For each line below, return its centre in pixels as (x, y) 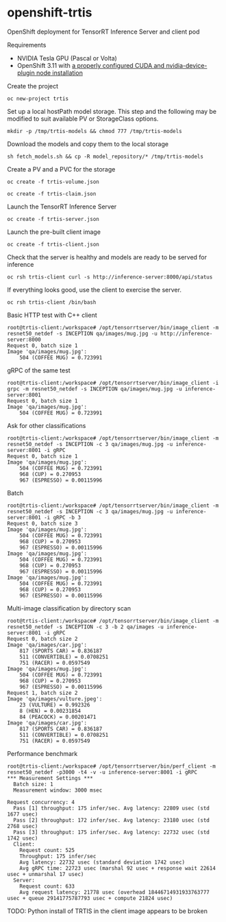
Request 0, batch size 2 (42, 639)
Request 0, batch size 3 (42, 523)
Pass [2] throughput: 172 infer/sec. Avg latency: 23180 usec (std (112, 820)
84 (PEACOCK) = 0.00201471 (58, 717)
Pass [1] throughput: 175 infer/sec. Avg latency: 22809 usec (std (112, 808)
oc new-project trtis (38, 98)
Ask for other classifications (47, 425)
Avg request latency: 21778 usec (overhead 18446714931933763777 (115, 892)
